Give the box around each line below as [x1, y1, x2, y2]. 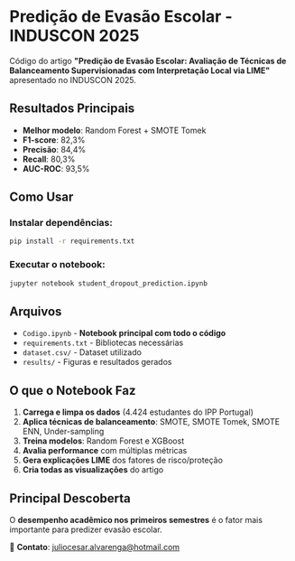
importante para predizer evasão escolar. [9, 524, 162, 535]
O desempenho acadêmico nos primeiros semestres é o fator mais [9, 514, 263, 525]
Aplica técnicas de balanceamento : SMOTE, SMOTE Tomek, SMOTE [22, 416, 281, 427]
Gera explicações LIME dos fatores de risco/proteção [22, 454, 224, 466]
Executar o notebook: [9, 258, 106, 271]
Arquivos [9, 304, 62, 319]
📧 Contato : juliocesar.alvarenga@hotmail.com [9, 541, 180, 552]
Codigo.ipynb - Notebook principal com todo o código [22, 328, 226, 339]
